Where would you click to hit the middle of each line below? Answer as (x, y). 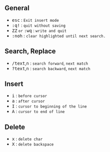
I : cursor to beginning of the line (49, 106)
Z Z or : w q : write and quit (39, 30)
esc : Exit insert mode (35, 20)
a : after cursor (28, 101)
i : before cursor (29, 96)
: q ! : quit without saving (39, 25)
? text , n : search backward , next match (51, 68)
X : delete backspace (33, 144)
